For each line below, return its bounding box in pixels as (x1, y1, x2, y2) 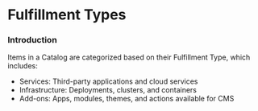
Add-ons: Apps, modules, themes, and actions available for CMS (19, 94, 235, 104)
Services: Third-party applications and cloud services (19, 76, 198, 86)
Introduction (7, 35, 57, 46)
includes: (7, 61, 38, 71)
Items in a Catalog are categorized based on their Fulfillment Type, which (7, 52, 251, 62)
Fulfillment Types (7, 6, 127, 24)
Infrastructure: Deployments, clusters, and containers (19, 85, 197, 95)
